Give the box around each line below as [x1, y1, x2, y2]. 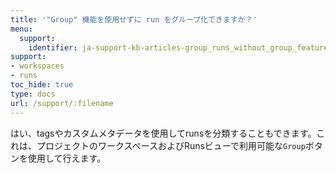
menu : [10, 24, 33, 34]
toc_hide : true [10, 80, 74, 90]
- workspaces [10, 61, 65, 71]
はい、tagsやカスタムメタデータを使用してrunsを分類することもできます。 [10, 127, 317, 139]
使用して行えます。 [27, 152, 107, 164]
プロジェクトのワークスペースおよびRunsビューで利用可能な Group [36, 139, 306, 151]
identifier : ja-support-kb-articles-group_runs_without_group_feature [28, 42, 329, 53]
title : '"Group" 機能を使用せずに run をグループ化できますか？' [10, 14, 258, 25]
